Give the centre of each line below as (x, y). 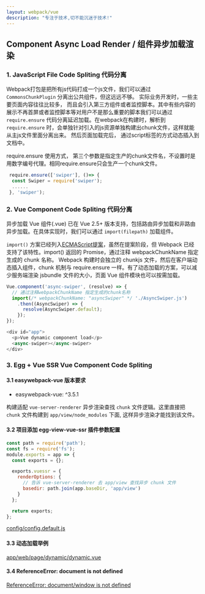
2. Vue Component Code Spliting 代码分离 (69, 209)
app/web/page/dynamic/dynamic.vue (54, 557)
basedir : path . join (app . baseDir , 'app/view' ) (81, 488)
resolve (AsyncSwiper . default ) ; (62, 310)
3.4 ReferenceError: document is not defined (65, 571)
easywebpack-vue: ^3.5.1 (47, 394)
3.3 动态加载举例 (28, 543)
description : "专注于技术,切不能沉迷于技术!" (59, 18)
